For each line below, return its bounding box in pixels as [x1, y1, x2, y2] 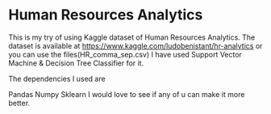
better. [8, 98, 31, 108]
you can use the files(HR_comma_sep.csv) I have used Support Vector [8, 49, 242, 59]
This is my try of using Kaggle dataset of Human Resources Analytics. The [8, 32, 256, 42]
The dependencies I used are [8, 74, 106, 83]
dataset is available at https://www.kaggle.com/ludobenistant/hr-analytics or [8, 40, 263, 50]
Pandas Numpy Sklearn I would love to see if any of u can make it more [8, 89, 245, 99]
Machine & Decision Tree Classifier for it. [8, 58, 144, 68]
